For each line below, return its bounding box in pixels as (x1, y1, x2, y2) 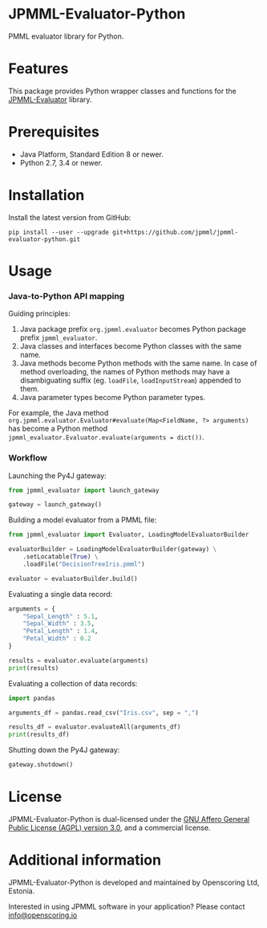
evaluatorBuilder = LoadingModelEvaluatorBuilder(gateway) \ (8, 546, 217, 554)
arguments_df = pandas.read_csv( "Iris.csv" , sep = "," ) (8, 709, 199, 717)
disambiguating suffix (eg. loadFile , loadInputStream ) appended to (19, 375, 242, 386)
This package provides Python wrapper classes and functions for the (8, 86, 237, 96)
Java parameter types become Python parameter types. (19, 393, 206, 403)
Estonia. (8, 885, 35, 896)
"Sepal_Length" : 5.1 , (22, 612, 99, 620)
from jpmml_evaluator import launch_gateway (8, 486, 160, 494)
